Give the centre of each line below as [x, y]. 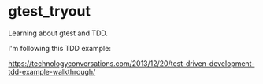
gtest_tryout [49, 11]
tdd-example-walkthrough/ [52, 71]
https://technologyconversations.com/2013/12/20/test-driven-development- [131, 63]
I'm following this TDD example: [60, 48]
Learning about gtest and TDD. [58, 33]
